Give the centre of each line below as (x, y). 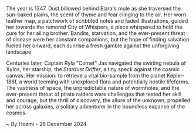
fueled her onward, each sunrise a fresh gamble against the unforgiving (93, 45)
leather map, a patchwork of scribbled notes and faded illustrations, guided (97, 21)
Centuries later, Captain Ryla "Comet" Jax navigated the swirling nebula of (96, 63)
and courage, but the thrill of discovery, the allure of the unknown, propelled (98, 100)
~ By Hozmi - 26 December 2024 (46, 124)
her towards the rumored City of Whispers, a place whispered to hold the (94, 27)
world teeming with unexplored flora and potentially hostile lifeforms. (106, 82)
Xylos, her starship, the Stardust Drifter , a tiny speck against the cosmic (93, 69)
